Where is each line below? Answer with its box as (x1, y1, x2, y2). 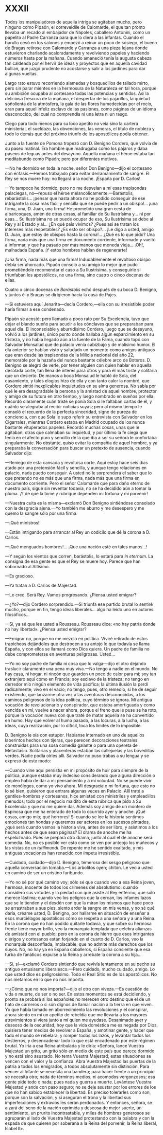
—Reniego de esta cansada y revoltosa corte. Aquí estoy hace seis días (5, 459, 148, 465)
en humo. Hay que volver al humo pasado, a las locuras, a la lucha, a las (5, 717, 149, 723)
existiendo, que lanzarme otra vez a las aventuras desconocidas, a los (5, 691, 146, 697)
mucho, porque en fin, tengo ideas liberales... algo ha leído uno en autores (5, 606, 154, 612)
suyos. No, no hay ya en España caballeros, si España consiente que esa (5, 946, 150, 952)
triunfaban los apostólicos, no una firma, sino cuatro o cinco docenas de (5, 272, 150, 278)
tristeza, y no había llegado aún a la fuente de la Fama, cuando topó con (5, 336, 149, 342)
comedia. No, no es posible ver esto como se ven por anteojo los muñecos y (5, 840, 158, 846)
